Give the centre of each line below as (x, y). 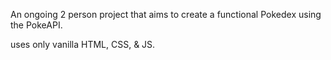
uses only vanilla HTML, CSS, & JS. (83, 44)
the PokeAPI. (36, 25)
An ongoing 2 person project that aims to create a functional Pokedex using (166, 14)
